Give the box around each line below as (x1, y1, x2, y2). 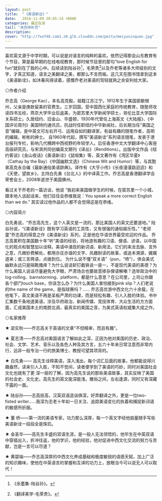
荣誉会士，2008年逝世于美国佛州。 (5, 177, 75, 182)
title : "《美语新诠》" (5, 12, 48, 16)
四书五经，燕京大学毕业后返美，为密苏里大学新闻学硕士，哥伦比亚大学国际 (9, 110, 157, 115)
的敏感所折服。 (5, 404, 35, 410)
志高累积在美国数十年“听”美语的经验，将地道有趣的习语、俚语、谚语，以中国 (5, 238, 157, 243)
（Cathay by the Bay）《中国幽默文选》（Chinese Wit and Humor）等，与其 (5, 158, 152, 164)
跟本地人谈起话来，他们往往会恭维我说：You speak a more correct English (5, 193, 152, 199)
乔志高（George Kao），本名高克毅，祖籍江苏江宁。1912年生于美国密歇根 (5, 97, 149, 103)
